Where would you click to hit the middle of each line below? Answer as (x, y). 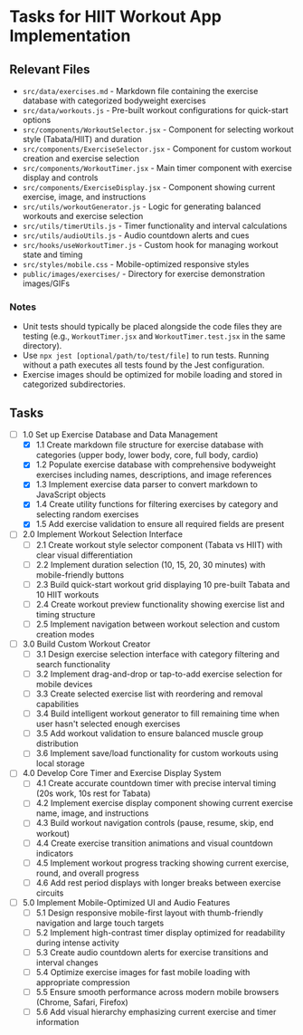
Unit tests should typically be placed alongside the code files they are (152, 327)
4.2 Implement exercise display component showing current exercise (165, 803)
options (37, 120)
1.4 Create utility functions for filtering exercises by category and (157, 504)
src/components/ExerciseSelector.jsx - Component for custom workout (157, 149)
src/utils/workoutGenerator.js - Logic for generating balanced (142, 206)
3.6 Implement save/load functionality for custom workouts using (157, 753)
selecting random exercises (87, 514)
